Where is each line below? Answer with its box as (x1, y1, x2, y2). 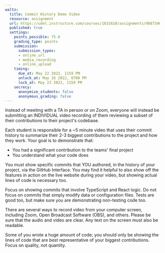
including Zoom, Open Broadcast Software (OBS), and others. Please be (5, 212, 151, 218)
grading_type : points (14, 39, 58, 44)
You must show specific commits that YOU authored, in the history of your (5, 162, 156, 168)
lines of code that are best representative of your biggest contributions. (5, 237, 150, 243)
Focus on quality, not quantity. (5, 242, 66, 248)
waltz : (5, 7, 19, 12)
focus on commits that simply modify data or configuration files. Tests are (5, 192, 155, 198)
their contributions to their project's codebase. (5, 118, 99, 124)
